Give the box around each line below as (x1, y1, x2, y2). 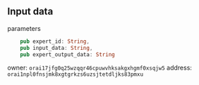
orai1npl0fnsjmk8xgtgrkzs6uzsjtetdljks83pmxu (7, 71, 143, 78)
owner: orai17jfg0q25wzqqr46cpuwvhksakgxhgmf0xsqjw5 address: (7, 63, 193, 72)
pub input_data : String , (20, 44, 93, 51)
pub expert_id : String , (20, 38, 90, 45)
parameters (7, 24, 41, 32)
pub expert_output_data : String (20, 51, 115, 58)
